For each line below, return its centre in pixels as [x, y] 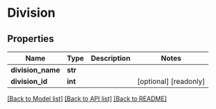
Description [110, 58]
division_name [36, 70]
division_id [29, 81]
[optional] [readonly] [171, 81]
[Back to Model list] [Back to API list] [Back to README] [87, 99]
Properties [31, 39]
